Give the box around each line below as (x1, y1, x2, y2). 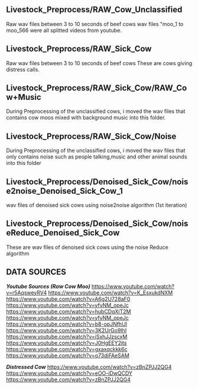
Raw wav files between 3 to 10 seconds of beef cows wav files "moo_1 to (6, 20, 184, 27)
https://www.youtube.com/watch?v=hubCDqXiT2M (6, 307, 131, 315)
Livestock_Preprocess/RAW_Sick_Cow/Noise (6, 131, 177, 141)
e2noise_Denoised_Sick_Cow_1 (6, 186, 123, 196)
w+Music (6, 92, 41, 102)
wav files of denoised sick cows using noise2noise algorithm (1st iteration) (6, 202, 187, 209)
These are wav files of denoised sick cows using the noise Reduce (6, 244, 168, 251)
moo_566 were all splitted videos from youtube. (6, 27, 122, 34)
